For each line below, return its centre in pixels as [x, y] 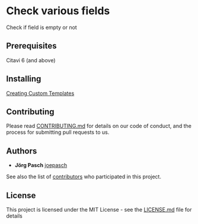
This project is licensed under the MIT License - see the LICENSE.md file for [99, 209]
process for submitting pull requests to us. [58, 132]
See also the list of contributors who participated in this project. [84, 177]
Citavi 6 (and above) [31, 60]
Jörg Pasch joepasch [41, 165]
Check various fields [58, 11]
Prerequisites [31, 46]
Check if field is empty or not [41, 27]
